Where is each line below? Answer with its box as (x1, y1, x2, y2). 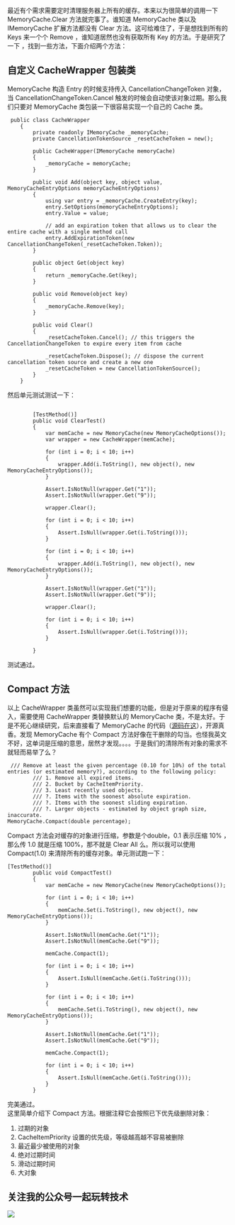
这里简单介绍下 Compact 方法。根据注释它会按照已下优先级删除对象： (7, 1109, 211, 1117)
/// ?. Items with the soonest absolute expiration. (33, 793, 192, 800)
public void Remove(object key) (33, 290, 129, 297)
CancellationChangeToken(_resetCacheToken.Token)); (7, 241, 163, 248)
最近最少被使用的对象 (17, 1141, 80, 1150)
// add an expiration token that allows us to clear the (45, 222, 217, 229)
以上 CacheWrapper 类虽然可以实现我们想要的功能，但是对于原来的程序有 (7, 703, 222, 712)
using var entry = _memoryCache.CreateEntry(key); (45, 197, 198, 204)
